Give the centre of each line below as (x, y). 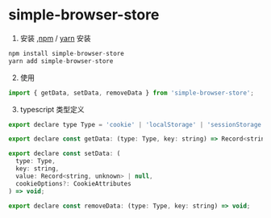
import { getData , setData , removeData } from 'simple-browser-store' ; (131, 93)
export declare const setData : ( (65, 154)
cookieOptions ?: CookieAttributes (73, 183)
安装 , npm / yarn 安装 (55, 38)
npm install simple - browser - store (67, 53)
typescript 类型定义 (52, 109)
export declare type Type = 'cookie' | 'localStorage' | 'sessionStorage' (137, 124)
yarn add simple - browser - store (61, 61)
